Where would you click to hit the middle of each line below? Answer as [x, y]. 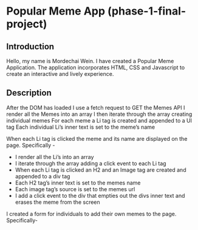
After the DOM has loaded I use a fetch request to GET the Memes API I [96, 107]
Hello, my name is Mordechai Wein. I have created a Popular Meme [90, 61]
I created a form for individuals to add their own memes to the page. [91, 214]
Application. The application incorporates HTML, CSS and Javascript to [96, 67]
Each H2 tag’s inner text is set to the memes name [78, 183]
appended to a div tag [43, 176]
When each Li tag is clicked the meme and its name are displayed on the [97, 138]
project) [27, 24]
